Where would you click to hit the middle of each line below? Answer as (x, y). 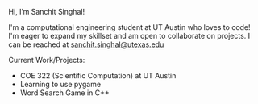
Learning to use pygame (60, 84)
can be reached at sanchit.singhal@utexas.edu (86, 44)
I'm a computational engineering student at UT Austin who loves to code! (130, 27)
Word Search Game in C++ (65, 93)
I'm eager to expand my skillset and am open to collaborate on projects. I (129, 36)
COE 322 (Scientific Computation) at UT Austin (98, 75)
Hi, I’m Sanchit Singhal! (47, 12)
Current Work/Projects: (47, 60)
